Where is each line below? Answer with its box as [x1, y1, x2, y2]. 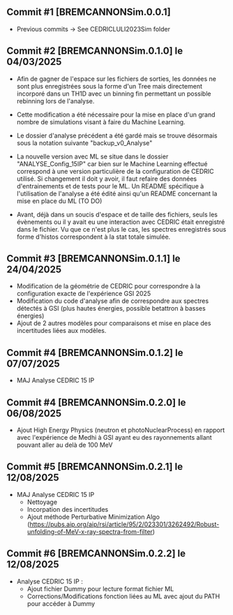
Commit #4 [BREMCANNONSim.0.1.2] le [6, 346, 183, 359]
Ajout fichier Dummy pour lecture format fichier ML [27, 584, 174, 593]
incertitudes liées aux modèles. [16, 327, 107, 335]
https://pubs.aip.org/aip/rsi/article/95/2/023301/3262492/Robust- [29, 520, 220, 528]
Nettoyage [27, 498, 57, 506]
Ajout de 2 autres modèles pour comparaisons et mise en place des [16, 319, 211, 327]
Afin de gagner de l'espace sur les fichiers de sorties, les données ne [16, 74, 217, 83]
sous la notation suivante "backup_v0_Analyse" [16, 138, 153, 147]
